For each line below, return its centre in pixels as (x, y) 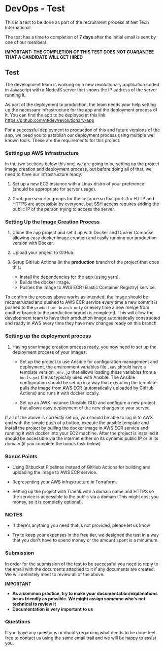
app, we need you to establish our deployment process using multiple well (81, 135)
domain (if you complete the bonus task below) (53, 443)
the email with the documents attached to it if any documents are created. (80, 569)
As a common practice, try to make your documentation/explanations (85, 593)
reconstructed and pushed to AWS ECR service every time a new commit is (81, 302)
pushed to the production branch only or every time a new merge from (77, 307)
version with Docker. (33, 243)
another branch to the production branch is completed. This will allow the (79, 313)
